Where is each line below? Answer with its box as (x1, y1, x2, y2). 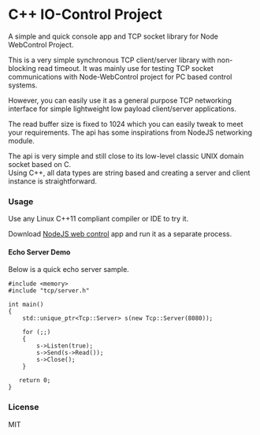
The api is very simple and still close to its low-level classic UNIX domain (8, 151, 244, 161)
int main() (8, 301, 44, 309)
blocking (8, 63, 37, 72)
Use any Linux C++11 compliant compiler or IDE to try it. (8, 214, 189, 224)
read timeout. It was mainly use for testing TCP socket (38, 63, 214, 72)
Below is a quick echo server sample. (8, 265, 130, 274)
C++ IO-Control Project (8, 6, 163, 24)
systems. (8, 80, 38, 90)
